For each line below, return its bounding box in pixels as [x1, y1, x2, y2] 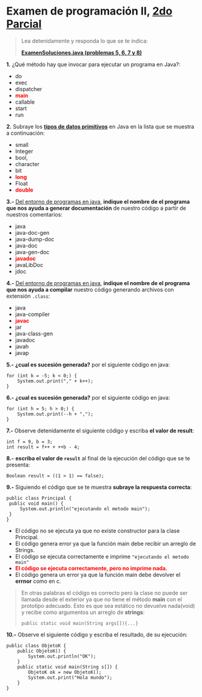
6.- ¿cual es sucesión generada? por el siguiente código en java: [6, 394, 170, 401]
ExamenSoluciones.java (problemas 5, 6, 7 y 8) [21, 49, 143, 56]
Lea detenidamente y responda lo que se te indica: [21, 37, 148, 44]
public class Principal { [6, 495, 72, 501]
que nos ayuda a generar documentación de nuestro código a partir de [6, 204, 186, 212]
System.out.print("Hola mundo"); [28, 675, 113, 681]
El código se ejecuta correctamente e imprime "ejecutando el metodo [15, 553, 189, 560]
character [15, 160, 39, 167]
